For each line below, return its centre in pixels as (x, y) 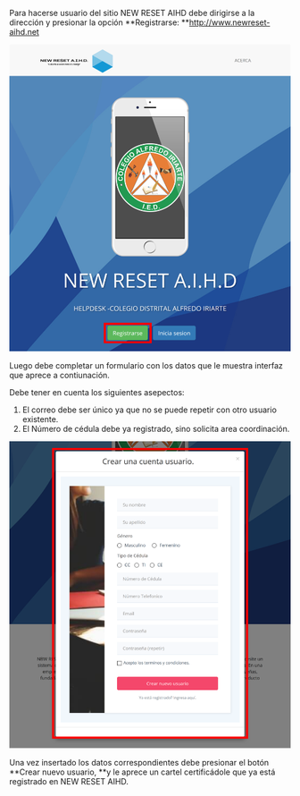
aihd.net (25, 32)
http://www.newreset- (229, 22)
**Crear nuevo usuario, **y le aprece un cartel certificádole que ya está (142, 772)
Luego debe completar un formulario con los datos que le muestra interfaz (146, 366)
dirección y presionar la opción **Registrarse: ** (100, 22)
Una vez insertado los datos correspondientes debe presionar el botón (139, 763)
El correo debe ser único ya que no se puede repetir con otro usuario (149, 410)
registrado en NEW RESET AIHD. (69, 782)
